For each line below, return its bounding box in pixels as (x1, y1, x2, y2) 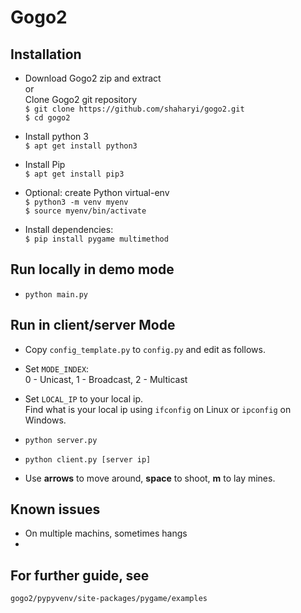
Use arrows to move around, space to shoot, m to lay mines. (24, 472, 276, 484)
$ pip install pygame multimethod (24, 234, 169, 244)
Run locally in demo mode (10, 261, 175, 278)
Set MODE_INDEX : (24, 362, 90, 375)
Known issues (10, 501, 101, 518)
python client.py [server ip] (24, 454, 152, 465)
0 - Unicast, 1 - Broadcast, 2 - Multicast (24, 373, 188, 385)
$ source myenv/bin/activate (24, 206, 147, 216)
